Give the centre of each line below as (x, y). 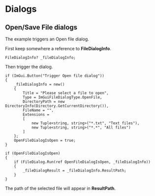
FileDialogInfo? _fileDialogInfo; (41, 58)
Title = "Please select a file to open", (66, 93)
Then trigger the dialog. (29, 67)
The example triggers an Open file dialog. (47, 39)
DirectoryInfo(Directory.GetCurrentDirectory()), (57, 106)
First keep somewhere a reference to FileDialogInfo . (58, 49)
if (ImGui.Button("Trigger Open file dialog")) (55, 76)
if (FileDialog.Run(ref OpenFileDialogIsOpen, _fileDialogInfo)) (82, 162)
